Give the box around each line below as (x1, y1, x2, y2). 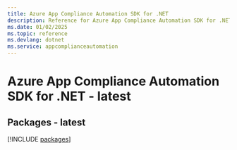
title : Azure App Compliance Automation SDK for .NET (7, 10, 169, 18)
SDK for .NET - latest (7, 89, 132, 104)
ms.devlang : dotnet (7, 37, 65, 44)
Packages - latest (7, 116, 86, 128)
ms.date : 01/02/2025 (7, 23, 68, 30)
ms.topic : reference (7, 30, 68, 37)
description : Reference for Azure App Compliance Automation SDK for (7, 17, 217, 24)
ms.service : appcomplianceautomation (7, 43, 119, 50)
